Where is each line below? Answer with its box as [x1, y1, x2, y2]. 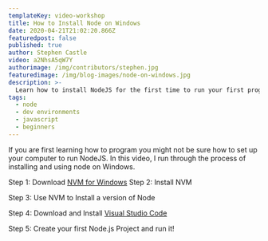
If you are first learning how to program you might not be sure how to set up [8, 144, 258, 154]
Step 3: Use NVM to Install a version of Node [8, 192, 156, 202]
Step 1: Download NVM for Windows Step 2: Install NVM [8, 177, 193, 187]
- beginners [15, 123, 56, 131]
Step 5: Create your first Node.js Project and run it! [8, 223, 175, 233]
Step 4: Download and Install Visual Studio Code [8, 208, 167, 218]
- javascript [15, 116, 59, 124]
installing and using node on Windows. [8, 161, 136, 172]
